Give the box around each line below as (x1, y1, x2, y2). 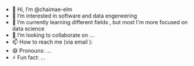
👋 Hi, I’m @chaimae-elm (12, 6, 73, 13)
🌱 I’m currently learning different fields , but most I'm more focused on (12, 19, 188, 25)
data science (12, 25, 45, 32)
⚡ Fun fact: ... (12, 54, 45, 61)
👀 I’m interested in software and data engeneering (12, 12, 138, 19)
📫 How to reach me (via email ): (12, 38, 93, 45)
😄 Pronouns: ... (12, 47, 52, 54)
